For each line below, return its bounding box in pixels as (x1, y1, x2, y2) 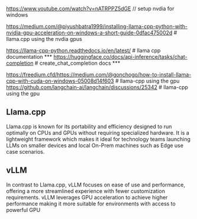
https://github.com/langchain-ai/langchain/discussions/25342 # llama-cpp (6, 84, 188, 91)
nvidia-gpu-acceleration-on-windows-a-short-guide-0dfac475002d (6, 29, 173, 36)
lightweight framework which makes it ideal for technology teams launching (6, 135, 191, 142)
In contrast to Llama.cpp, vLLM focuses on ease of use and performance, (6, 181, 185, 188)
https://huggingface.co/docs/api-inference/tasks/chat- (53, 53, 188, 60)
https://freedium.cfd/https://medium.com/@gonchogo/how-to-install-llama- (6, 71, 192, 78)
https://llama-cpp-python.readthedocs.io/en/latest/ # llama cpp (6, 47, 161, 54)
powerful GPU (6, 206, 41, 213)
